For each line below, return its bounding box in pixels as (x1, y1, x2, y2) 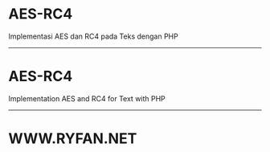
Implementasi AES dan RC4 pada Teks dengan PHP (8, 31, 178, 41)
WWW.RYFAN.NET (8, 129, 137, 148)
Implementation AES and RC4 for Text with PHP (8, 93, 166, 103)
